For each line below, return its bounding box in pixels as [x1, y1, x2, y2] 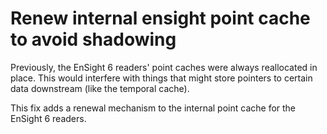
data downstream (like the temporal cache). [10, 82, 190, 94]
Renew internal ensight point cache [10, 7, 311, 30]
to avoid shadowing [10, 28, 177, 51]
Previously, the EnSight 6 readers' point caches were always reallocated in [10, 61, 318, 73]
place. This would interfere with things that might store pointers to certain [10, 72, 313, 84]
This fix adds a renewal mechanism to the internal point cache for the [10, 102, 297, 114]
